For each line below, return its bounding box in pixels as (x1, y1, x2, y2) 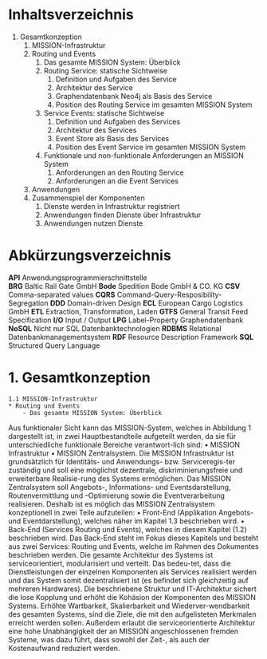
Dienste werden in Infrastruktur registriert (43, 201, 180, 211)
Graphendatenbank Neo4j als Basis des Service (55, 91, 213, 101)
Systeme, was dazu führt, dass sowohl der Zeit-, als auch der (8, 634, 210, 644)
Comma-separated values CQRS (8, 290, 116, 299)
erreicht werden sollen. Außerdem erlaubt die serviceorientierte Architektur (8, 618, 256, 627)
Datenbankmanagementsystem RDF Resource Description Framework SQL (8, 332, 254, 341)
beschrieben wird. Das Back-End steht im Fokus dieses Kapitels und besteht (8, 533, 259, 543)
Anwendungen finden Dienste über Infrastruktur (43, 210, 202, 219)
